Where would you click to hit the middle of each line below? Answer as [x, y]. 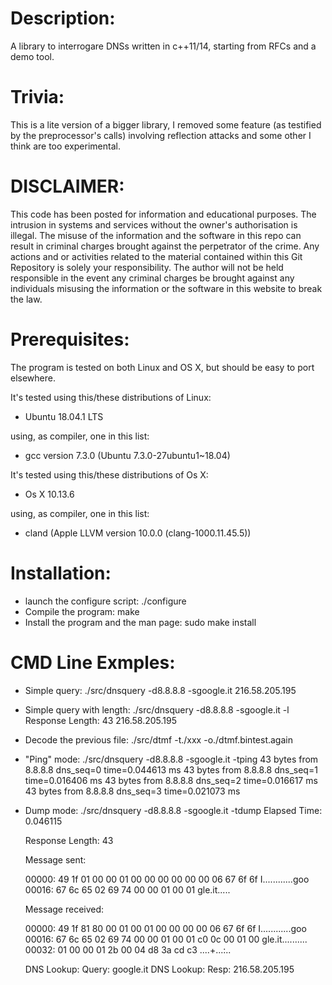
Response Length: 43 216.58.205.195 [101, 720]
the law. [26, 299]
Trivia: [37, 97]
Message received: [64, 909]
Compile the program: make [82, 611]
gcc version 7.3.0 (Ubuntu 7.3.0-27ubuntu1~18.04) [127, 455]
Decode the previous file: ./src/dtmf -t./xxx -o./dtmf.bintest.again [158, 739]
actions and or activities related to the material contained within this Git [156, 256]
